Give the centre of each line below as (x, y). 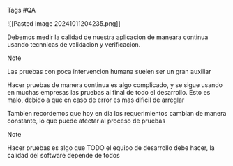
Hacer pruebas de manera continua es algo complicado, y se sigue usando (115, 85)
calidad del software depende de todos (63, 155)
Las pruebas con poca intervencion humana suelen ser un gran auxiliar (109, 71)
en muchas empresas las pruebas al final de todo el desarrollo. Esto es (109, 92)
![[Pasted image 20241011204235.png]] (64, 23)
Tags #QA (22, 10)
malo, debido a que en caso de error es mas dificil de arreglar (96, 100)
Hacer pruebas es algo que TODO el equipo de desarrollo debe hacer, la (111, 148)
